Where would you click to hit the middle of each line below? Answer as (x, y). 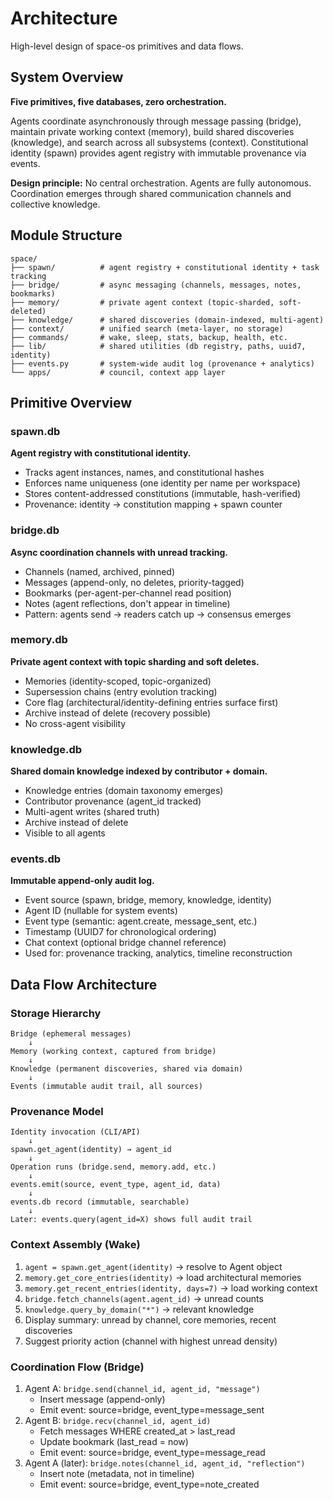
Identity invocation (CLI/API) (75, 1132)
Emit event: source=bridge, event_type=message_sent (152, 1410)
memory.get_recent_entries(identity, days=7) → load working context (171, 1288)
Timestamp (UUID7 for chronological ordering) (120, 932)
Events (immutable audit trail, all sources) (106, 1087)
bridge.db (35, 530)
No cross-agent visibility (75, 723)
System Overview (67, 77)
